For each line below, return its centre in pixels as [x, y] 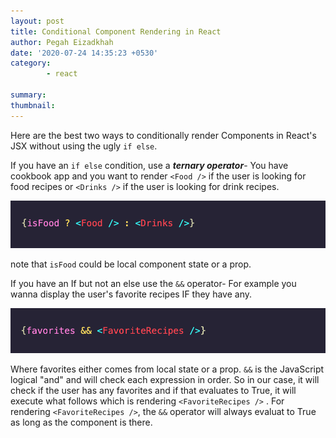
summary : [28, 95]
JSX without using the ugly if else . [84, 146]
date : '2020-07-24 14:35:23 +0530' [84, 53]
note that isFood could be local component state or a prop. [131, 264]
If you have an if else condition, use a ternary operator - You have [149, 165]
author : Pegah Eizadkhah [62, 42]
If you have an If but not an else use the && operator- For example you [153, 283]
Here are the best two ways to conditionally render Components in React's [163, 135]
